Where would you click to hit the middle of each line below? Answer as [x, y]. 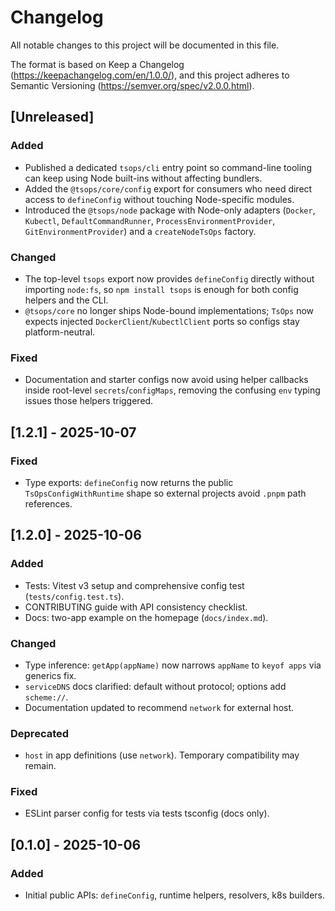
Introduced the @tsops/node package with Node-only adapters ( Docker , [170, 210]
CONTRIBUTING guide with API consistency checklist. [136, 607]
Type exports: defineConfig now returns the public [129, 482]
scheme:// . [46, 697]
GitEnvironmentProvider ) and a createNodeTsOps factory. [140, 231]
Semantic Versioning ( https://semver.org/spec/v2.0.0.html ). [132, 85]
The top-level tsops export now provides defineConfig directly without [169, 278]
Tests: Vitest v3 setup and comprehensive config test [134, 585]
